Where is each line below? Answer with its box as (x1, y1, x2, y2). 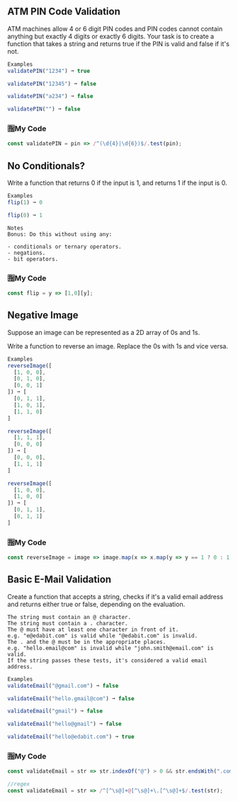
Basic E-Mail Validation (7, 574, 112, 586)
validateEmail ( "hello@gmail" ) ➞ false (7, 720, 122, 728)
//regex (7, 780, 30, 788)
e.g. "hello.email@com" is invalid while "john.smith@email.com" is (7, 644, 214, 652)
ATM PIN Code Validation (7, 6, 120, 18)
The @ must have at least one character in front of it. (7, 626, 179, 633)
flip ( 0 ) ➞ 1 (7, 212, 42, 219)
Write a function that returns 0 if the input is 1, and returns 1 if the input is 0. (7, 178, 227, 187)
